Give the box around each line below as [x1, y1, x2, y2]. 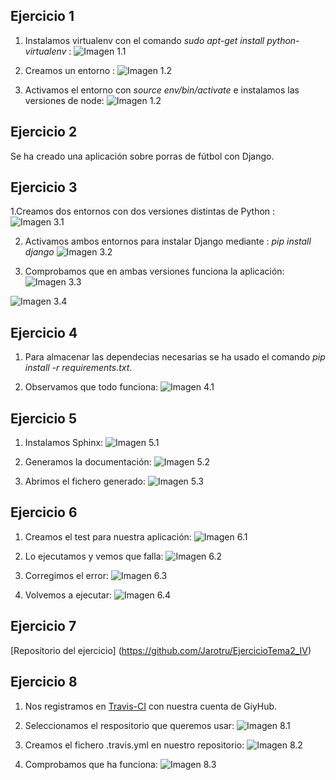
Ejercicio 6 [10, 504, 78, 521]
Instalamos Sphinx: [24, 437, 104, 449]
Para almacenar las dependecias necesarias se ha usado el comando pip [24, 351, 326, 363]
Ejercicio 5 [10, 410, 78, 427]
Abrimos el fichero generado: [24, 475, 146, 488]
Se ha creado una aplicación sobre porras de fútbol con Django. [10, 150, 275, 162]
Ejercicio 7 [10, 618, 77, 635]
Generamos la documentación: [24, 456, 152, 468]
